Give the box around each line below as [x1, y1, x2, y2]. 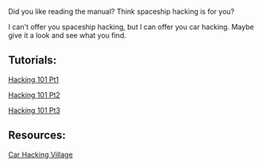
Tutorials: [8, 53, 57, 67]
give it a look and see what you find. [8, 31, 127, 40]
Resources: [8, 129, 66, 142]
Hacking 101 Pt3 [8, 105, 61, 115]
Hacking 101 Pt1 [8, 75, 60, 84]
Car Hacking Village [8, 150, 73, 159]
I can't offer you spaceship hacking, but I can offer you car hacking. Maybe [8, 22, 254, 31]
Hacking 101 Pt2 [8, 90, 61, 99]
